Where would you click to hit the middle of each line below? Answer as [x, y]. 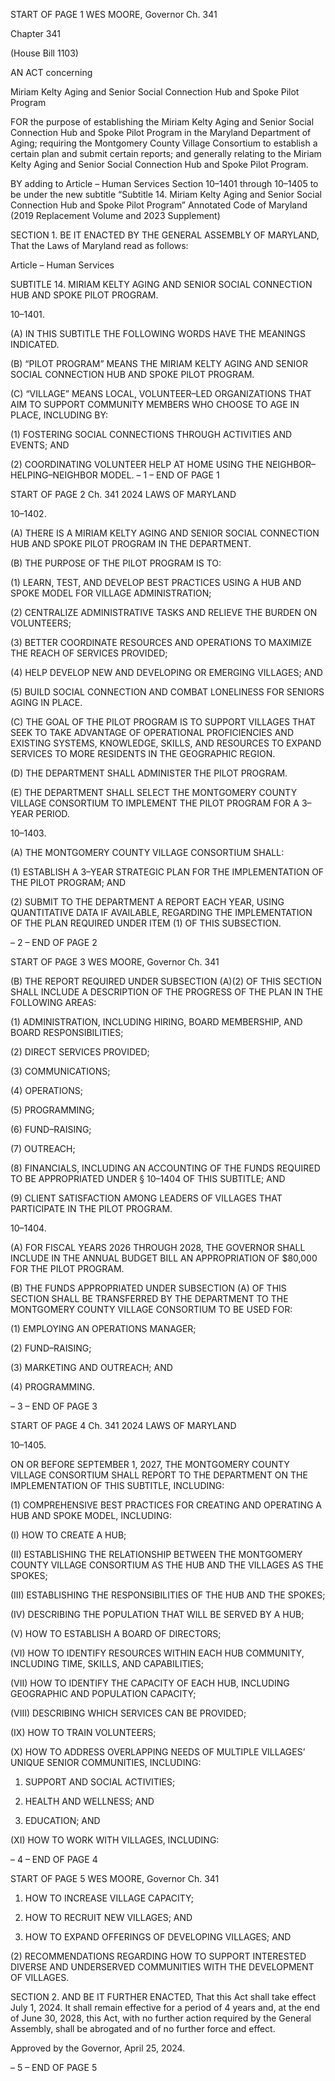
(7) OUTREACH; [43, 1148]
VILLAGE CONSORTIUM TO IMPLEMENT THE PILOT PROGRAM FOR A [155, 803]
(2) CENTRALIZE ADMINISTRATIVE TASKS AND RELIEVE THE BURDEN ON [164, 612]
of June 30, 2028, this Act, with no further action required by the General [161, 2018]
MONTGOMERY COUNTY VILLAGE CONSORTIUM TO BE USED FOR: [151, 1309]
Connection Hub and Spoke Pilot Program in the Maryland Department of [161, 132]
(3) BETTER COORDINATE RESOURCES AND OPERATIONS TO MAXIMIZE [161, 642]
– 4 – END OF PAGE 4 [54, 1859]
